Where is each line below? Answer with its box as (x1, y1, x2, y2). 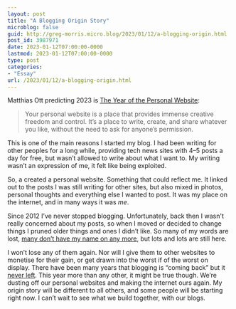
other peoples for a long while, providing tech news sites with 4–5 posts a (7, 147, 223, 155)
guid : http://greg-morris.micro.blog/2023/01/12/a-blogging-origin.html (7, 30, 227, 38)
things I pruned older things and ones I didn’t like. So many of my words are (7, 227, 229, 236)
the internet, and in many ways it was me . (7, 198, 129, 206)
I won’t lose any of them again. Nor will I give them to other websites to (7, 248, 215, 257)
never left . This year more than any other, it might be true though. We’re (7, 271, 217, 280)
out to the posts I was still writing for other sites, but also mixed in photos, (7, 183, 224, 192)
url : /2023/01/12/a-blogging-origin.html (7, 76, 132, 84)
